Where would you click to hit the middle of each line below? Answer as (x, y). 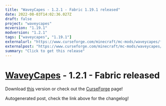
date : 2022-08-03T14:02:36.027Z (38, 14)
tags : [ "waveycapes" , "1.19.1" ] (38, 37)
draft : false (19, 19)
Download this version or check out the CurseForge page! (64, 89)
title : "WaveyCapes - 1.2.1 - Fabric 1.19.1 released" (63, 10)
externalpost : (20, 46)
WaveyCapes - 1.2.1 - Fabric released (83, 75)
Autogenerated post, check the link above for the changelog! (67, 99)
